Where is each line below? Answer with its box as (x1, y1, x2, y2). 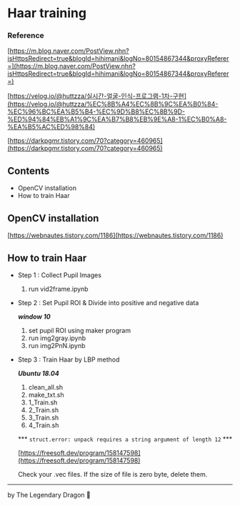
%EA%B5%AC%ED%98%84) (7, 123, 96, 132)
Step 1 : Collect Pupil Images (17, 270, 102, 279)
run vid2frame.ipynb (28, 284, 89, 293)
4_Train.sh (28, 420, 59, 430)
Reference (7, 31, 44, 41)
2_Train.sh (28, 405, 59, 414)
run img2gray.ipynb (28, 334, 86, 342)
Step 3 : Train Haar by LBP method (17, 355, 120, 364)
